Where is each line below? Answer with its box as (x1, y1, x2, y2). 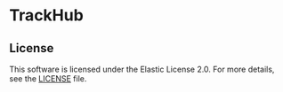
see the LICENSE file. (9, 73, 87, 84)
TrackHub (9, 5, 85, 26)
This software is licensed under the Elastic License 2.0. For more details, (9, 64, 275, 74)
